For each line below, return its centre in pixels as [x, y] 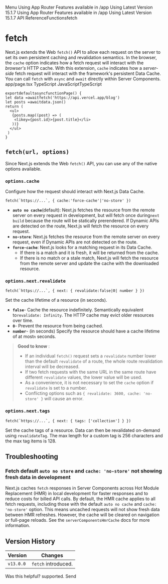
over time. [23, 320]
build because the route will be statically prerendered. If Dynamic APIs [86, 221]
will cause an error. [64, 399]
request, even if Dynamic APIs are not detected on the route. [75, 242]
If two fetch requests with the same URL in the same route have [91, 372]
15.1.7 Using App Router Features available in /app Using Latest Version [78, 13]
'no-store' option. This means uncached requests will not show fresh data [82, 510]
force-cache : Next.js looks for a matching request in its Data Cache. [82, 248]
